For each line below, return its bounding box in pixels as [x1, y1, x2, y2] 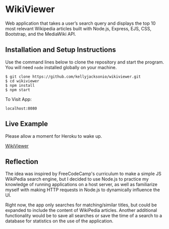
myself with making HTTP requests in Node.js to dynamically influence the [5, 187, 160, 193]
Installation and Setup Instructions [5, 45, 116, 54]
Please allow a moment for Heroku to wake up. [5, 133, 102, 139]
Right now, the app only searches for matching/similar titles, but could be [5, 202, 157, 208]
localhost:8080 [5, 106, 37, 111]
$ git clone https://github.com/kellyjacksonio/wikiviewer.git [5, 74, 141, 79]
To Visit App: [5, 96, 32, 102]
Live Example [5, 120, 48, 128]
